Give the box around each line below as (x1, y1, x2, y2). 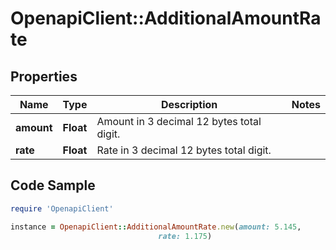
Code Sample (10, 177, 96, 194)
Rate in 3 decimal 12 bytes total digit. (96, 143, 272, 157)
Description (160, 98, 218, 111)
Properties (10, 68, 78, 85)
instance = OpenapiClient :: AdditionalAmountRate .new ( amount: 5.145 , (10, 222, 302, 232)
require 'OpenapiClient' (10, 203, 114, 214)
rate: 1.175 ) (158, 231, 213, 241)
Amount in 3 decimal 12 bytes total (96, 115, 262, 128)
